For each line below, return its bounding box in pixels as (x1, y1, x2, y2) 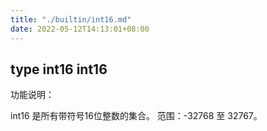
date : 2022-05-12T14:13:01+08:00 (10, 24, 150, 34)
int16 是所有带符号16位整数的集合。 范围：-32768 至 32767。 (10, 110, 263, 122)
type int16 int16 (10, 61, 108, 78)
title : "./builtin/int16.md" (10, 14, 132, 25)
